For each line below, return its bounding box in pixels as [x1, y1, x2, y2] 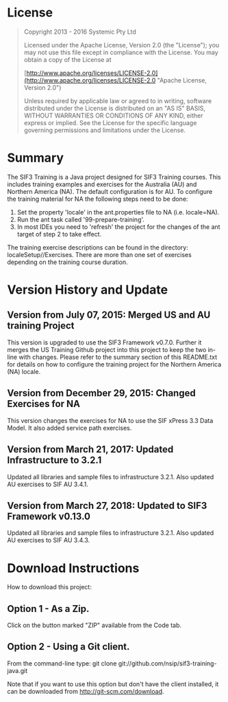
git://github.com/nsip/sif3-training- [118, 659, 217, 668]
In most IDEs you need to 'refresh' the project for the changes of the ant [16, 222, 220, 231]
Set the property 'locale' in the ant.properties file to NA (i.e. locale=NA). [16, 208, 220, 216]
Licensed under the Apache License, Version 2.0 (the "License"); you [23, 41, 220, 49]
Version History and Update [7, 282, 168, 298]
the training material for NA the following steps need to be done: [7, 195, 188, 203]
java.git [7, 666, 28, 674]
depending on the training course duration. [7, 258, 128, 266]
